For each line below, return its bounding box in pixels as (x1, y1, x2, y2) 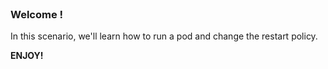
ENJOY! (10, 50, 44, 62)
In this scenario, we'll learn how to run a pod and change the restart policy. (10, 30, 318, 42)
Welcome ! (10, 7, 64, 21)
